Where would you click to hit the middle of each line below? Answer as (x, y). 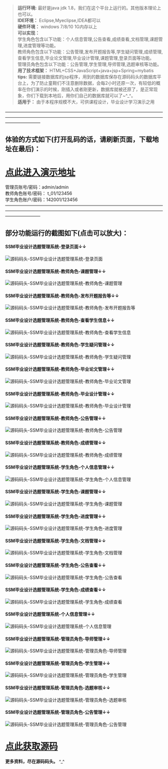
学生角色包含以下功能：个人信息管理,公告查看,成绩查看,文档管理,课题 (88, 39)
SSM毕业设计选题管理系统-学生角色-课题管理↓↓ (55, 492)
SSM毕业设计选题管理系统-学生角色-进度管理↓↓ (55, 516)
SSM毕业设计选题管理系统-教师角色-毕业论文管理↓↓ (60, 369)
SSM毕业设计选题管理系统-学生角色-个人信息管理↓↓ (60, 467)
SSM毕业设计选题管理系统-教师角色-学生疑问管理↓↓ (60, 345)
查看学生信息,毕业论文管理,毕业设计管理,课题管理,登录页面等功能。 (85, 58)
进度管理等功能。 (41, 45)
